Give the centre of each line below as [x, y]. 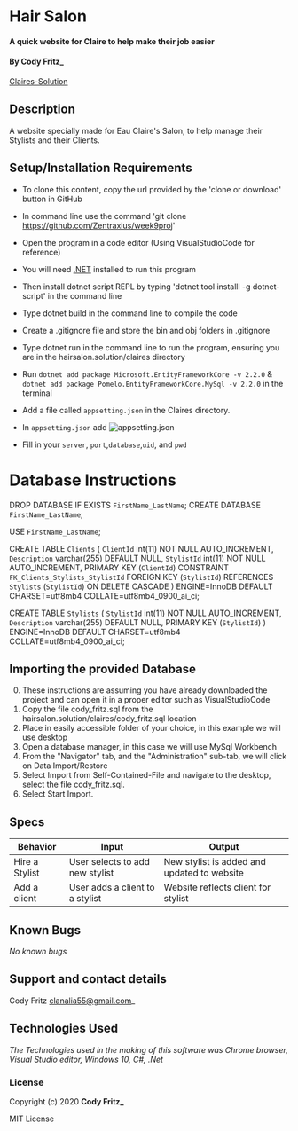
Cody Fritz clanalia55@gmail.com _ [72, 1001]
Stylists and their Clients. [55, 140]
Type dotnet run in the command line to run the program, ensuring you [151, 347]
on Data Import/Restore [65, 766]
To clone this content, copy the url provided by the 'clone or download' [152, 189]
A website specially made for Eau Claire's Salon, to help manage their [136, 130]
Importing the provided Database [103, 668]
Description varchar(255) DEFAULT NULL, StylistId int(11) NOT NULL [137, 558]
